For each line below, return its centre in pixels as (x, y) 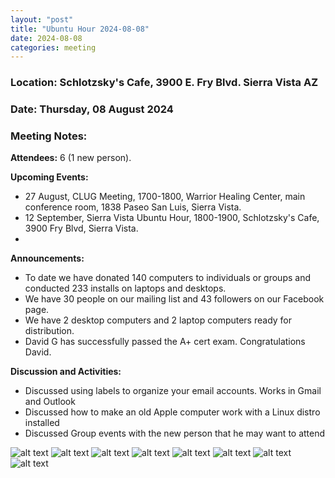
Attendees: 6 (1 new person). (71, 158)
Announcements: (47, 258)
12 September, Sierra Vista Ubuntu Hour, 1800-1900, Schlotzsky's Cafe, (172, 218)
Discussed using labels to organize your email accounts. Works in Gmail (173, 391)
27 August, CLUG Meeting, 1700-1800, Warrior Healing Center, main (165, 197)
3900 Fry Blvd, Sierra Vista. (81, 228)
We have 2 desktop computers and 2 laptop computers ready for (158, 320)
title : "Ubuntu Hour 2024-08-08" (80, 29)
